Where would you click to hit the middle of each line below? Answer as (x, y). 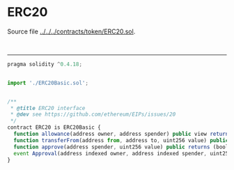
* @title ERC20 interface (48, 108)
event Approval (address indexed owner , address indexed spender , (110, 153)
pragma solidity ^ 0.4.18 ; (45, 64)
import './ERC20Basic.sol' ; (48, 83)
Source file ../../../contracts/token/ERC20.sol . (71, 31)
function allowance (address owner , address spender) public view (110, 134)
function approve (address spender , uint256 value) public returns (112, 147)
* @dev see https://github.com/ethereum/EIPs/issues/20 (93, 115)
